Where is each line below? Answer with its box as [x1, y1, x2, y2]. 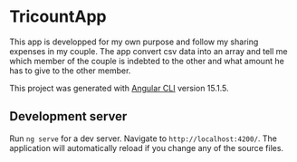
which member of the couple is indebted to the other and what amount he [9, 55, 285, 66]
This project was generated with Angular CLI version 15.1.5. [9, 82, 229, 93]
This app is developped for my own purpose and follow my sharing [9, 36, 259, 47]
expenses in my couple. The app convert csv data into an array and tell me [9, 45, 288, 56]
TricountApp [9, 6, 107, 27]
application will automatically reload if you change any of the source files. [9, 142, 283, 153]
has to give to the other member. [9, 65, 131, 76]
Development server [9, 109, 128, 124]
